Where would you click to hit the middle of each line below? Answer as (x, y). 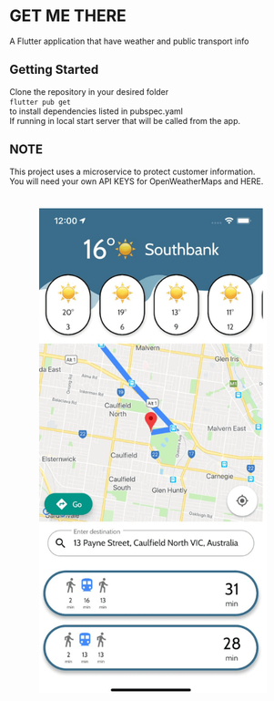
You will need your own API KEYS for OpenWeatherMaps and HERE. (137, 181)
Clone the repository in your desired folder (89, 91)
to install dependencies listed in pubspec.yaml (96, 111)
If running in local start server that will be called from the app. (125, 120)
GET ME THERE (68, 16)
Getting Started (54, 70)
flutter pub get (40, 102)
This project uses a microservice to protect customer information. (132, 171)
